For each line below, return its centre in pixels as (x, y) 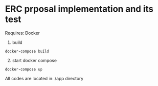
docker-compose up (24, 69)
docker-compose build (27, 51)
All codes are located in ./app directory (44, 78)
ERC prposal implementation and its (79, 9)
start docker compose (34, 60)
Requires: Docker (23, 33)
